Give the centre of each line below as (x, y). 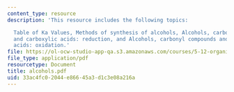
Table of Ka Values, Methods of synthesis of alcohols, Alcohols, (112, 33)
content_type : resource (42, 13)
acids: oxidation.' (42, 46)
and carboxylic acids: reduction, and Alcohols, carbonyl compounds (115, 39)
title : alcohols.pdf (37, 71)
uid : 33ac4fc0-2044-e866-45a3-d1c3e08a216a (71, 77)
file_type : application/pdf (48, 58)
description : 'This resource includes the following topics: (98, 20)
